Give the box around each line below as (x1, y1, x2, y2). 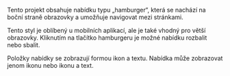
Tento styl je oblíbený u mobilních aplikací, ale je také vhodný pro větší (7, 27, 206, 34)
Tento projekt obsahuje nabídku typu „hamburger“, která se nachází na (7, 6, 207, 14)
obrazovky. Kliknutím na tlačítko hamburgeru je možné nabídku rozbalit (7, 34, 207, 42)
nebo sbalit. (7, 41, 40, 49)
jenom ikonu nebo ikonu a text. (7, 62, 94, 69)
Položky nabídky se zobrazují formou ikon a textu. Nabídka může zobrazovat (7, 54, 223, 62)
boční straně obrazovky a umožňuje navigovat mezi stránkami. (7, 13, 183, 21)
